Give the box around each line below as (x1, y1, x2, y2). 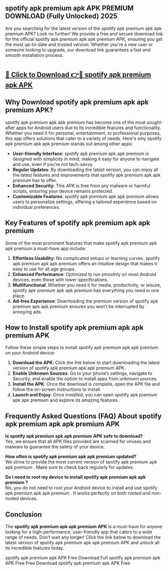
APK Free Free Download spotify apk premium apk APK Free (5, 560, 131, 566)
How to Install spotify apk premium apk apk (5, 323, 144, 332)
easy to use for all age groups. (12, 266, 76, 272)
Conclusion (5, 510, 42, 519)
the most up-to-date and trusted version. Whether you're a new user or (5, 41, 153, 47)
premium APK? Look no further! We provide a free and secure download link (5, 30, 163, 37)
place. (12, 293, 26, 299)
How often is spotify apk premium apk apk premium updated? (5, 453, 137, 460)
